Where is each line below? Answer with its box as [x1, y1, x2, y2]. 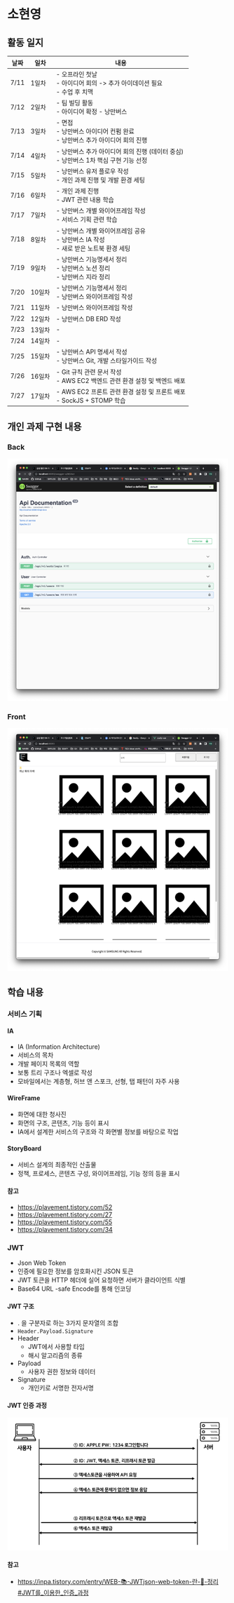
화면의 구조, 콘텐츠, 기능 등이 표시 [17, 1119, 109, 1127]
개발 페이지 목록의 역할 [17, 1060, 80, 1068]
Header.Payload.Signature [17, 1328, 93, 1335]
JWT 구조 [7, 1302, 35, 1310]
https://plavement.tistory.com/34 [17, 1225, 113, 1233]
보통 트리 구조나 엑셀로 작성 [17, 1068, 93, 1077]
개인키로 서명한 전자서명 [27, 1383, 95, 1393]
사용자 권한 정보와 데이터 [27, 1367, 96, 1376]
